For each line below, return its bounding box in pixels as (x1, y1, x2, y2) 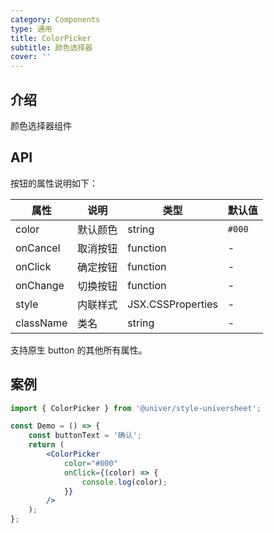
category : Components (10, 14, 101, 25)
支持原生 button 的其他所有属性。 (10, 344, 148, 356)
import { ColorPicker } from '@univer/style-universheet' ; (10, 403, 262, 413)
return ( (28, 440, 65, 450)
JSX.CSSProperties (127, 297, 218, 311)
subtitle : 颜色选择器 (10, 42, 93, 53)
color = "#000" (63, 458, 118, 468)
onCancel (15, 241, 61, 255)
